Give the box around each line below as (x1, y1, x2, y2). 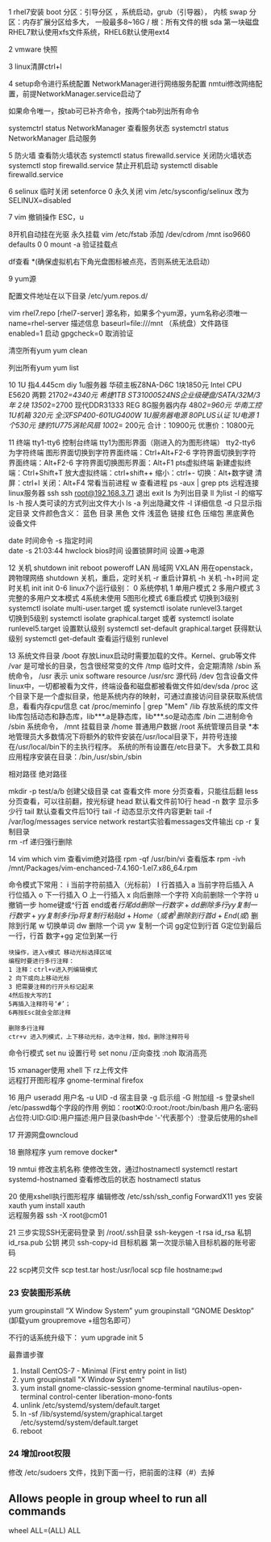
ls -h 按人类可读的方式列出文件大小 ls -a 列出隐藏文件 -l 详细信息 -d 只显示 (8, 498, 256, 508)
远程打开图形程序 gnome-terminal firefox (8, 1075, 144, 1085)
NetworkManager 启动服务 (8, 133, 97, 143)
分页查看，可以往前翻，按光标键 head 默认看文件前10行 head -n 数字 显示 (8, 796, 252, 806)
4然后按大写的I (8, 991, 52, 999)
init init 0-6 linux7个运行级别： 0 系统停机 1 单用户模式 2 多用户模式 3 (31, 583, 261, 593)
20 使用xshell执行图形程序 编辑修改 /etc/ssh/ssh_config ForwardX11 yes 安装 (8, 1191, 263, 1201)
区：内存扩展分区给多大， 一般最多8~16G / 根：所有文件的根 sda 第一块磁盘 (8, 17, 260, 27)
